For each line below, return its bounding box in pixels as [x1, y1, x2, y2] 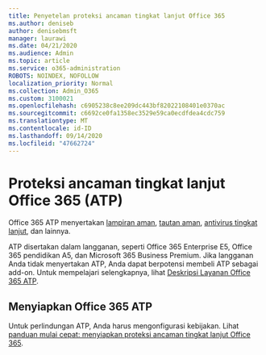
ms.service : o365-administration [8, 65, 121, 73]
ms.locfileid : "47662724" [8, 139, 95, 148]
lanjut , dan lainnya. [8, 227, 71, 236]
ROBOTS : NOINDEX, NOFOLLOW [8, 72, 99, 80]
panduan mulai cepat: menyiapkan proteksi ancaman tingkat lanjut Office [8, 330, 251, 340]
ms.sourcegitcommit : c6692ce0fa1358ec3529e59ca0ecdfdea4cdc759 [8, 110, 226, 118]
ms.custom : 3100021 [8, 94, 74, 102]
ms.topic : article [8, 57, 70, 65]
